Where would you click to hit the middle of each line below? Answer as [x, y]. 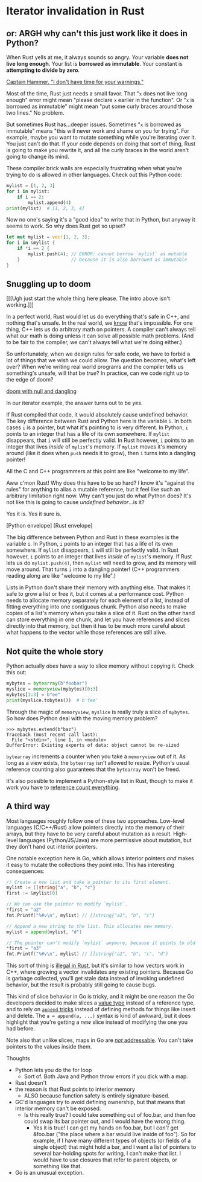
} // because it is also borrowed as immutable [102, 260]
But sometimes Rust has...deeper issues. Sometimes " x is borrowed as [94, 124]
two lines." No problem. [35, 113]
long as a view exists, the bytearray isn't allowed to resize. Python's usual [98, 762]
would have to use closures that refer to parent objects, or [105, 1160]
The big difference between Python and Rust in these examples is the [93, 537]
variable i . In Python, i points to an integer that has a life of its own [90, 544]
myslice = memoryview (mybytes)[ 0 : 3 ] [52, 689]
